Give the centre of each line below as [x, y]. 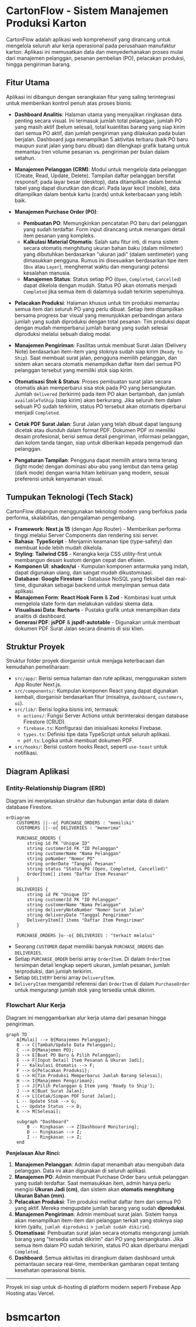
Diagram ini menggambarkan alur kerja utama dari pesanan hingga [86, 1018]
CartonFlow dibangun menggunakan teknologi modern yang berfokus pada [97, 511]
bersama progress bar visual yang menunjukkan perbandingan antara [98, 315]
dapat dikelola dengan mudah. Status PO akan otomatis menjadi [100, 285]
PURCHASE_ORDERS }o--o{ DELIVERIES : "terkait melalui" [86, 936]
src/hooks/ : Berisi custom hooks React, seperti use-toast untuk [91, 747]
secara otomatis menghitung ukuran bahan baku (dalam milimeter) [103, 248]
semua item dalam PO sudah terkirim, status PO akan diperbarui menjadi [101, 1246]
